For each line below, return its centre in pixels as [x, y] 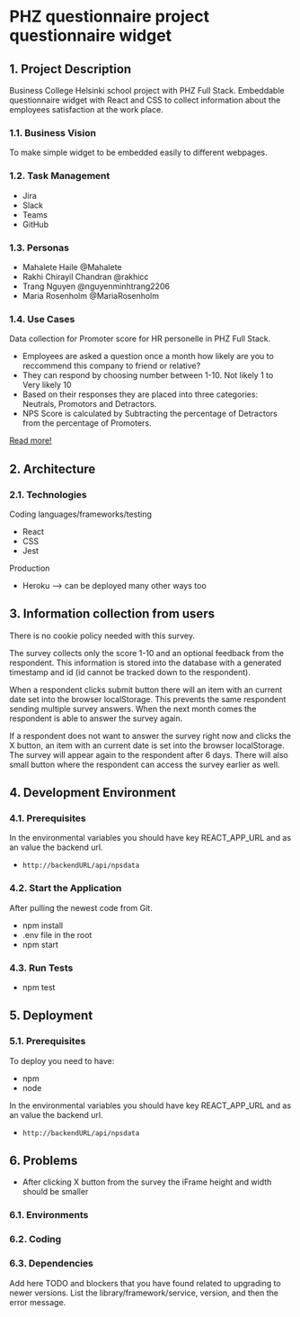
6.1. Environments [49, 1215]
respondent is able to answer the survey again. [96, 718]
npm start [40, 944]
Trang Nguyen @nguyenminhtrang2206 [96, 286]
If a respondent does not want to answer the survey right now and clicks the [150, 735]
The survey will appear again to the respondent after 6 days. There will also [149, 754]
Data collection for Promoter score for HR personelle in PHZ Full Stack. [140, 338]
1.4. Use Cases [42, 319]
